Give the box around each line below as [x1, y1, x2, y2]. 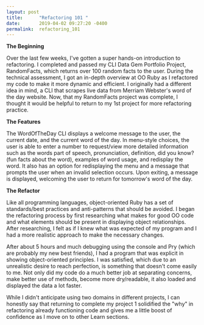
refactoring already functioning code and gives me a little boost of [6, 307, 172, 314]
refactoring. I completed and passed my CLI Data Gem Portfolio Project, [6, 61, 186, 68]
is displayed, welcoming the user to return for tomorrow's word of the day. [6, 175, 193, 183]
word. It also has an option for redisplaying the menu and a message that [6, 162, 189, 170]
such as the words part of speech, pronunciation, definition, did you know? [6, 149, 194, 157]
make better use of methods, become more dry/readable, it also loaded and [6, 276, 196, 283]
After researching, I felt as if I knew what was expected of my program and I [6, 225, 197, 232]
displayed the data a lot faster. [6, 282, 82, 290]
